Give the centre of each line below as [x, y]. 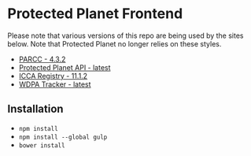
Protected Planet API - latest [65, 67]
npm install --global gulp [63, 137]
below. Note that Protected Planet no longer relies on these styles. [114, 43]
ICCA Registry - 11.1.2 [53, 76]
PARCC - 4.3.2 [42, 59]
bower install [42, 145]
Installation [35, 109]
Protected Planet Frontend [95, 14]
